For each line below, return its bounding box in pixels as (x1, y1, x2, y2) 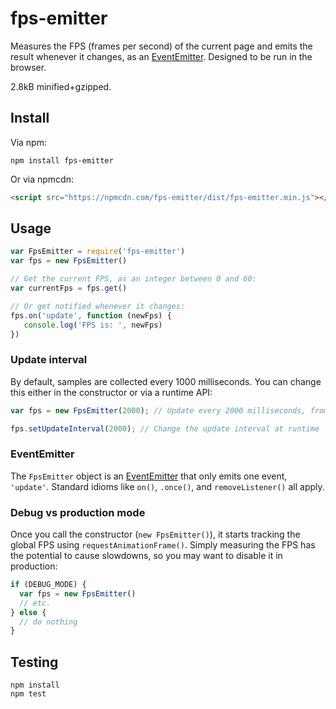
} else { (10, 607, 47, 617)
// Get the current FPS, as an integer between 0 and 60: (10, 274, 257, 284)
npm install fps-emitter (10, 155, 114, 166)
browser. (10, 61, 47, 73)
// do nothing (19, 617, 78, 627)
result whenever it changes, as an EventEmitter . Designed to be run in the (10, 50, 313, 62)
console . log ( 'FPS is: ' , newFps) (23, 320, 163, 330)
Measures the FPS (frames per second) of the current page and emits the (10, 40, 313, 52)
